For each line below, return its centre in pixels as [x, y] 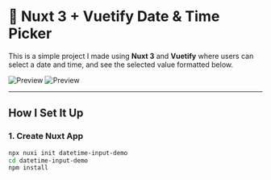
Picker [30, 33]
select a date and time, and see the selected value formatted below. [121, 65]
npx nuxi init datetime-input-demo [68, 153]
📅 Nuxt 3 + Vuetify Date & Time [114, 17]
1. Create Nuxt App [46, 136]
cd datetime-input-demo [48, 161]
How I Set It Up [46, 113]
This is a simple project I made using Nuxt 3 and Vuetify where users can [131, 56]
